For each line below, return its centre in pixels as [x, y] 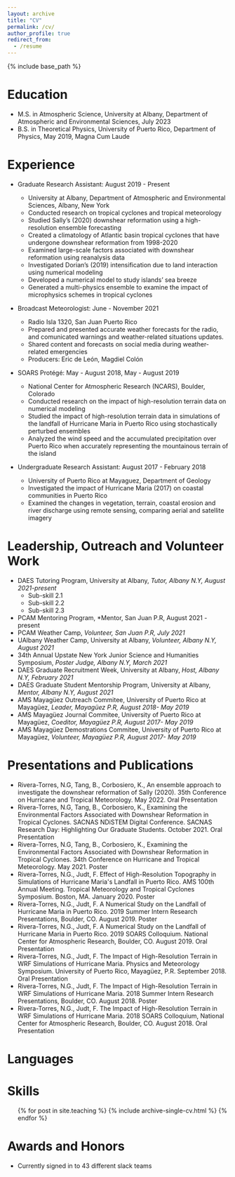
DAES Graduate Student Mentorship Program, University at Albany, [114, 685]
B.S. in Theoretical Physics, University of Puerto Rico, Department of [116, 129]
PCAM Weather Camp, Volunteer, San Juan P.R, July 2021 [101, 633]
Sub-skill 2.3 [46, 610]
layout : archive [31, 14]
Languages [40, 1059]
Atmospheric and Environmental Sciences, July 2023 [94, 121]
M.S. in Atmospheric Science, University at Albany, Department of [113, 114]
